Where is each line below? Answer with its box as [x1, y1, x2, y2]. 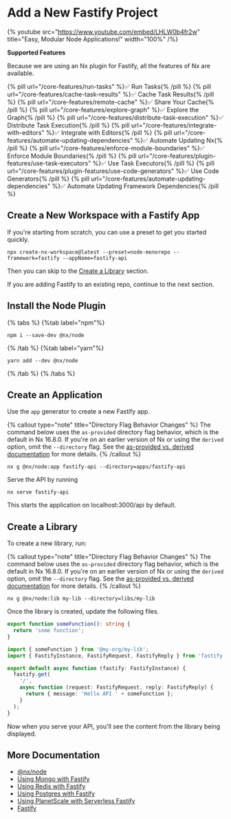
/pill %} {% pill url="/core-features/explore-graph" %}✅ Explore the [7, 105, 199, 114]
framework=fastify [7, 254, 60, 261]
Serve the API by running [7, 476, 78, 484]
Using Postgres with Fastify [16, 789, 95, 798]
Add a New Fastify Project [7, 5, 158, 21]
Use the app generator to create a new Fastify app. [7, 407, 150, 416]
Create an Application [7, 389, 103, 401]
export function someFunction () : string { [7, 620, 131, 628]
